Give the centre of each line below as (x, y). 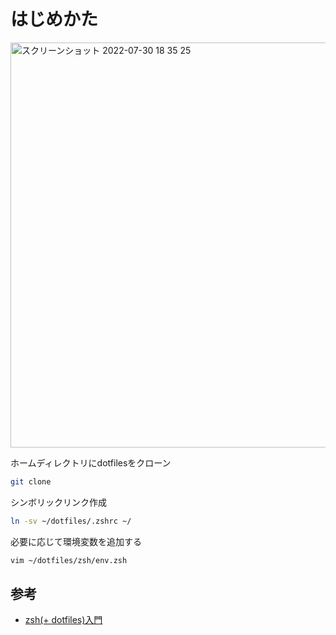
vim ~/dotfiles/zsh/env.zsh (69, 560)
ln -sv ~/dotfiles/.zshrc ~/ (71, 521)
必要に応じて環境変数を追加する (76, 541)
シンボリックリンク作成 (58, 502)
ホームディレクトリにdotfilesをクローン (91, 462)
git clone (31, 481)
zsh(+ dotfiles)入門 (63, 620)
